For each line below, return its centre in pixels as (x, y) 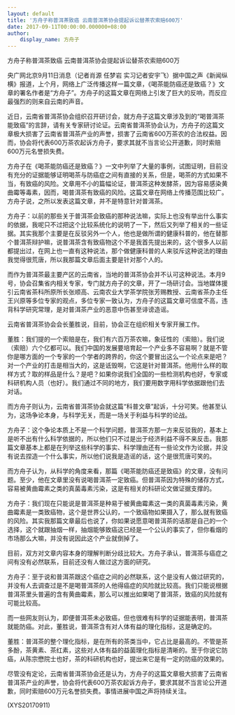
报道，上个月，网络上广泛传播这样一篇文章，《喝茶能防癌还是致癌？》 (119, 84)
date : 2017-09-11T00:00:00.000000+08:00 (67, 27)
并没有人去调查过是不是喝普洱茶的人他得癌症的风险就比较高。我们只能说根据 (117, 586)
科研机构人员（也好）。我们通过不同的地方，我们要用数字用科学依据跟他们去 (116, 383)
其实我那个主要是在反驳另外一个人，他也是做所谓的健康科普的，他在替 (120, 233)
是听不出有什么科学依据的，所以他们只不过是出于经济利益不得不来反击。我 (114, 439)
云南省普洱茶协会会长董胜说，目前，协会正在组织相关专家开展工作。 (105, 324)
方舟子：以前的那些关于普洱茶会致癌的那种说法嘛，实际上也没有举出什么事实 (117, 216)
